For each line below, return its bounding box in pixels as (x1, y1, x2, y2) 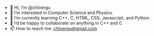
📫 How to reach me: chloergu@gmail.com (9, 26, 97, 31)
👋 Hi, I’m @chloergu (9, 5, 51, 10)
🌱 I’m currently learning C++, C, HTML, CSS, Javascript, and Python (9, 15, 150, 20)
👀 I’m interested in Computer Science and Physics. (9, 10, 113, 16)
